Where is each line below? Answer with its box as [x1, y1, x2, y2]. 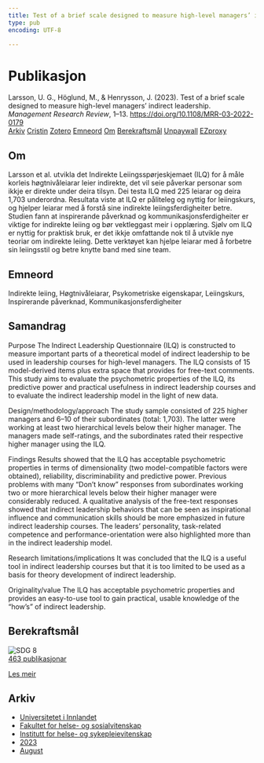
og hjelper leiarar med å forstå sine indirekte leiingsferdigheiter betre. [8, 204, 233, 213]
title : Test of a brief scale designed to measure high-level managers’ [8, 11, 251, 20]
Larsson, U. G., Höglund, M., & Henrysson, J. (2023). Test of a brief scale [8, 93, 245, 102]
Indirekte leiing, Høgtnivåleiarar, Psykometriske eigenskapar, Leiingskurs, [8, 288, 245, 298]
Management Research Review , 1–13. [8, 109, 128, 119]
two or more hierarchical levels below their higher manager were [8, 488, 218, 497]
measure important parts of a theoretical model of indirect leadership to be [8, 349, 250, 358]
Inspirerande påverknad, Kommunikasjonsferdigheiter [8, 296, 182, 306]
